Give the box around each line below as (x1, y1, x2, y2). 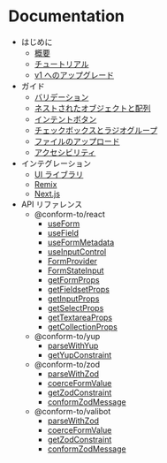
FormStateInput (47, 265, 104, 276)
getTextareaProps (47, 312, 112, 323)
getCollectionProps (47, 321, 118, 332)
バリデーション (34, 91, 89, 102)
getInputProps (47, 293, 100, 304)
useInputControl (47, 246, 107, 257)
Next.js (34, 188, 61, 199)
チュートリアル (34, 58, 89, 69)
